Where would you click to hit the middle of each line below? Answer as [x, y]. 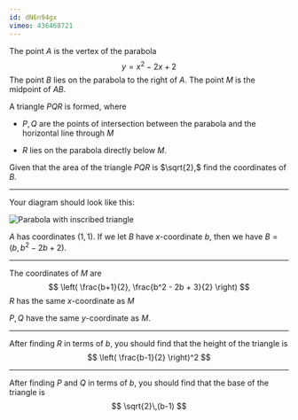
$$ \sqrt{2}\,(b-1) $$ [149, 406]
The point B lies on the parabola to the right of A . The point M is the [132, 80]
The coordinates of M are [55, 273]
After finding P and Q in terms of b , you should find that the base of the [139, 383]
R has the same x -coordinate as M [72, 300]
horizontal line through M [68, 133]
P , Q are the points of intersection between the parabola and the [139, 124]
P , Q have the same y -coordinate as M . [80, 318]
